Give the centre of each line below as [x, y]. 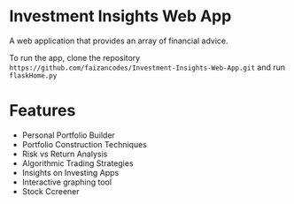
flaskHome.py [33, 76]
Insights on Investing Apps [70, 172]
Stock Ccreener [50, 191]
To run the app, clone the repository [75, 57]
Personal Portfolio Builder [68, 135]
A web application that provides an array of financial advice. [119, 41]
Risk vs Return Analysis [65, 154]
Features [43, 111]
